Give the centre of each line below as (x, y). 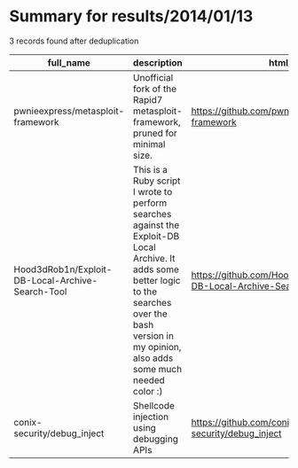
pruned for (155, 133)
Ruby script (157, 181)
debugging (156, 439)
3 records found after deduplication (74, 41)
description (158, 62)
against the (156, 225)
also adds (153, 358)
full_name (69, 62)
